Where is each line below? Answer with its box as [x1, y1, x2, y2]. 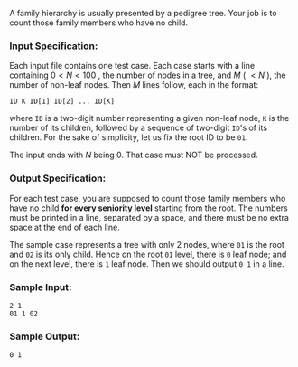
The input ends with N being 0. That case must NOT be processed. [9, 149, 259, 161]
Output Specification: [9, 172, 107, 184]
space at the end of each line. [9, 221, 120, 232]
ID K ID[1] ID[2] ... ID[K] [9, 97, 116, 107]
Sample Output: [9, 330, 80, 343]
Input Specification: [9, 40, 98, 52]
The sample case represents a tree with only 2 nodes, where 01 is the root [9, 239, 284, 249]
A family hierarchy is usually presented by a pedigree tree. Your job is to [9, 8, 277, 18]
